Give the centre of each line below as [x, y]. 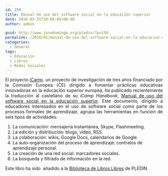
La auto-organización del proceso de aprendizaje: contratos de [77, 143]
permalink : [16, 38]
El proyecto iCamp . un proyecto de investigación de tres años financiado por [84, 80]
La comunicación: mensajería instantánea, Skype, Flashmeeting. [78, 127]
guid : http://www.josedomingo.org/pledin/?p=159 [57, 33]
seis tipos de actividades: [31, 117]
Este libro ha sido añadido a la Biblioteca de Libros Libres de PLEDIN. [77, 168]
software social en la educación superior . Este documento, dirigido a [84, 101]
